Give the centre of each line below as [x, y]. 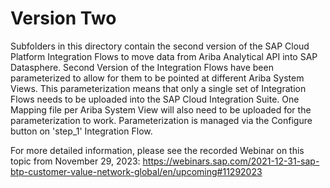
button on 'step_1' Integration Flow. [81, 131]
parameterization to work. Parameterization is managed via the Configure [161, 120]
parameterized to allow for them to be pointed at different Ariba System [157, 78]
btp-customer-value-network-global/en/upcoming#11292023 [136, 171]
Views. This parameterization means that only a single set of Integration [158, 88]
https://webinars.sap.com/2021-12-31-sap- [231, 161]
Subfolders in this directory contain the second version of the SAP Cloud [160, 46]
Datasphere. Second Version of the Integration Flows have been [142, 67]
